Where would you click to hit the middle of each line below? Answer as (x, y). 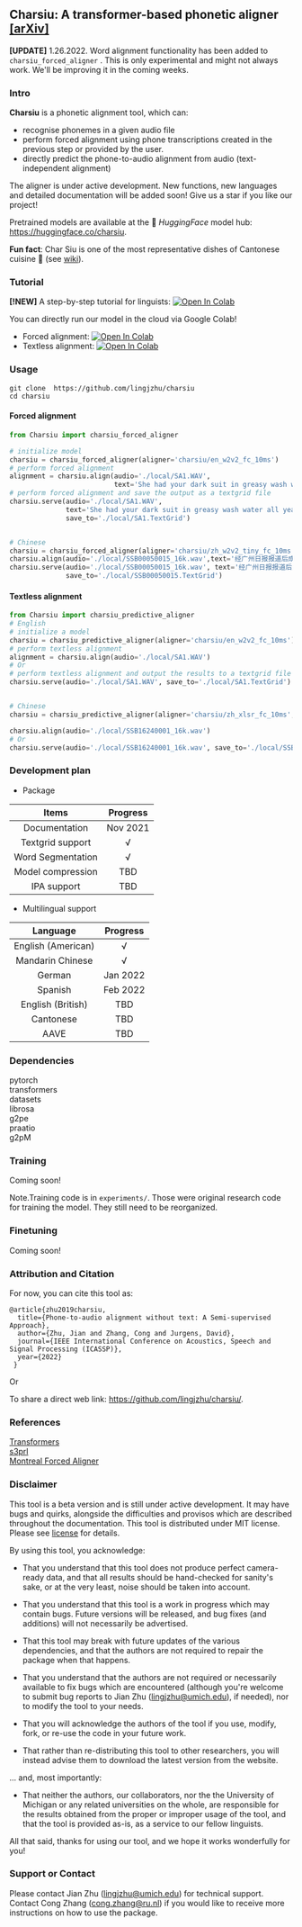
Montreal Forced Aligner (54, 1461)
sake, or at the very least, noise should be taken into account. (136, 1587)
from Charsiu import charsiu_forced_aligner (94, 435)
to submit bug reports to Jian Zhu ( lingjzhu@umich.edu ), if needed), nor (155, 1697)
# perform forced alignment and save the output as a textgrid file (140, 493)
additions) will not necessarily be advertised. (105, 1623)
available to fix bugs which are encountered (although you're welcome (153, 1687)
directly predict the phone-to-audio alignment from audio (128, 159)
